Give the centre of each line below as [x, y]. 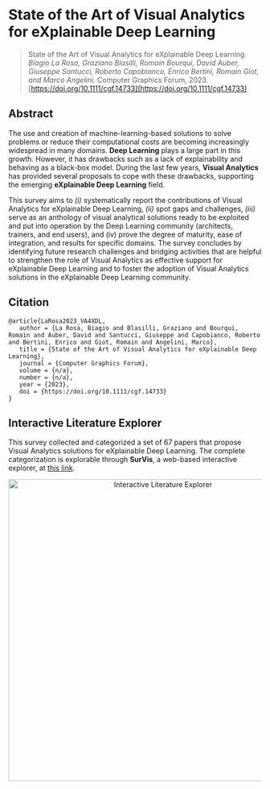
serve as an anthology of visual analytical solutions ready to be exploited [129, 217]
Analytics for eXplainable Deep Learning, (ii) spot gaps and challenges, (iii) [132, 209]
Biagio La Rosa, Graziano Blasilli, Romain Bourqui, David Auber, [133, 63]
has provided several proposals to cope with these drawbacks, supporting [131, 176]
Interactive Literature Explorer [85, 423]
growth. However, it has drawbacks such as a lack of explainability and [126, 159]
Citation [29, 302]
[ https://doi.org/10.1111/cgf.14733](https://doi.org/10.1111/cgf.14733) [137, 88]
